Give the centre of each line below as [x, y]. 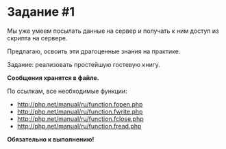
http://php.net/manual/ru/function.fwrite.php [80, 111]
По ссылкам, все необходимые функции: [67, 91]
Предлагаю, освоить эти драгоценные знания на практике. [94, 51]
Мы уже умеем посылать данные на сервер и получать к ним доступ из [113, 31]
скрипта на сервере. [37, 38]
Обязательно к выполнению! [51, 139]
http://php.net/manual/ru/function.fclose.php [80, 119]
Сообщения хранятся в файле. [53, 78]
